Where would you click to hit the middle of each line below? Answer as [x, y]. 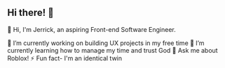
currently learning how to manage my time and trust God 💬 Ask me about [113, 50]
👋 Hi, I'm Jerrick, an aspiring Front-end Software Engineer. [92, 29]
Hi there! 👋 [31, 13]
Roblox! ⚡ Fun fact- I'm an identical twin [65, 58]
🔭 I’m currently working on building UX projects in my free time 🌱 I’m [106, 43]
